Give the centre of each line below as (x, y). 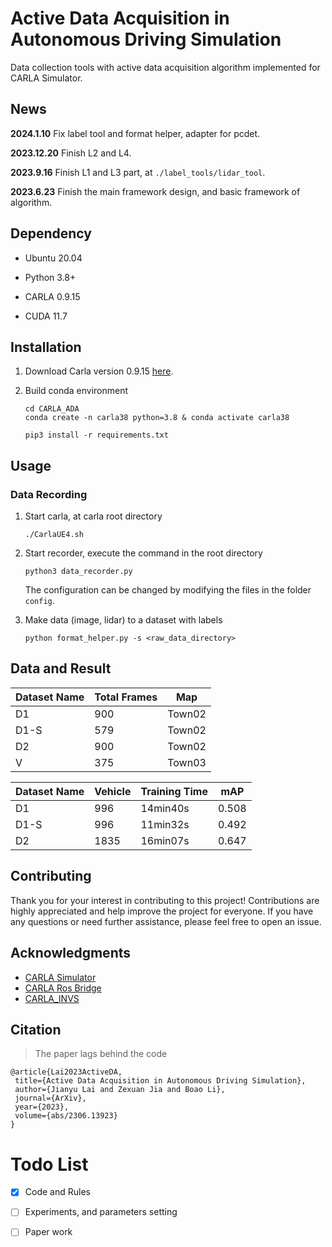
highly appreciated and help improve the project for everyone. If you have (162, 911)
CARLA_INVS (52, 998)
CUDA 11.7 (46, 316)
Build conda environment (76, 391)
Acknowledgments (71, 953)
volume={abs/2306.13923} (66, 1116)
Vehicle (113, 791)
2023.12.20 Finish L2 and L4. (71, 153)
